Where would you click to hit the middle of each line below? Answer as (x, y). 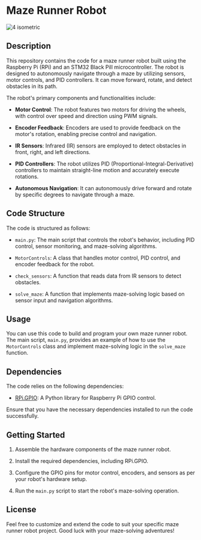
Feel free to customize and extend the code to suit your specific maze (92, 524)
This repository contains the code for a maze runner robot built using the (96, 60)
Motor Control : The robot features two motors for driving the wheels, (100, 110)
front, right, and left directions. (53, 152)
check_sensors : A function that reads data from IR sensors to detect (98, 276)
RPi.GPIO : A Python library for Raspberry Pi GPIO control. (85, 398)
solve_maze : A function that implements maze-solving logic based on (100, 294)
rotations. (27, 176)
